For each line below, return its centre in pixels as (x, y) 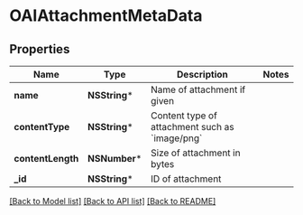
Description (202, 75)
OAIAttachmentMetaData (106, 16)
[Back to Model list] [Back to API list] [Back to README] (113, 201)
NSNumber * (115, 159)
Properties (40, 49)
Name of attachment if (198, 89)
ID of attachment (186, 179)
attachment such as (192, 127)
